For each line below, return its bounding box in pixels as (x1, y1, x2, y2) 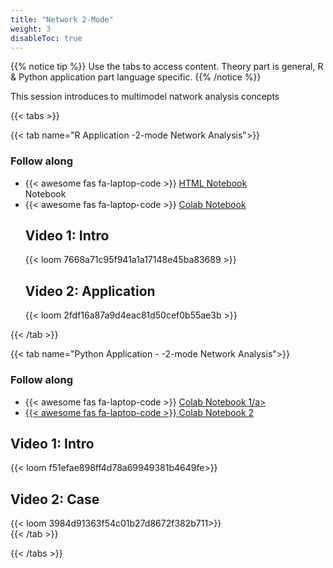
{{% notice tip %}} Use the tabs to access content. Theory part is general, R (10, 61, 324, 73)
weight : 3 (10, 24, 52, 34)
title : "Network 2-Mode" (10, 14, 114, 25)
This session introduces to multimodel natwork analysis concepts (10, 91, 280, 103)
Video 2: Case (10, 491, 100, 508)
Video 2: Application (24, 282, 156, 300)
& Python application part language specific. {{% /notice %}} (10, 71, 262, 83)
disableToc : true (10, 33, 83, 43)
